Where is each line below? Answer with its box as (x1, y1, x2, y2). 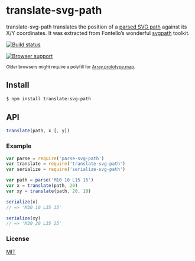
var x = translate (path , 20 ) (6, 183, 78, 189)
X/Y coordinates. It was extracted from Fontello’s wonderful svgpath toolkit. (6, 29, 190, 36)
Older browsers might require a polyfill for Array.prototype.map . (6, 63, 136, 70)
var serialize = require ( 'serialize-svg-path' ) (6, 167, 126, 173)
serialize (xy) (6, 215, 41, 221)
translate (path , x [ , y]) (6, 128, 70, 134)
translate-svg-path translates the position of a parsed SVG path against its (6, 23, 187, 30)
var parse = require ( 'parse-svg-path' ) (6, 155, 105, 161)
